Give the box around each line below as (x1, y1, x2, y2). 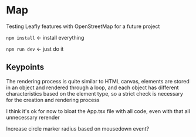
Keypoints (6, 62, 45, 72)
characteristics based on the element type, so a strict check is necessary (6, 90, 184, 97)
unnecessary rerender (6, 114, 60, 121)
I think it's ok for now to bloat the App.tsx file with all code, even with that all (6, 107, 191, 114)
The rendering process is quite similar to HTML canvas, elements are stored (6, 78, 190, 85)
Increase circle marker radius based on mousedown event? (6, 125, 150, 132)
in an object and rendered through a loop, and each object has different (6, 84, 179, 91)
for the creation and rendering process (6, 96, 100, 103)
